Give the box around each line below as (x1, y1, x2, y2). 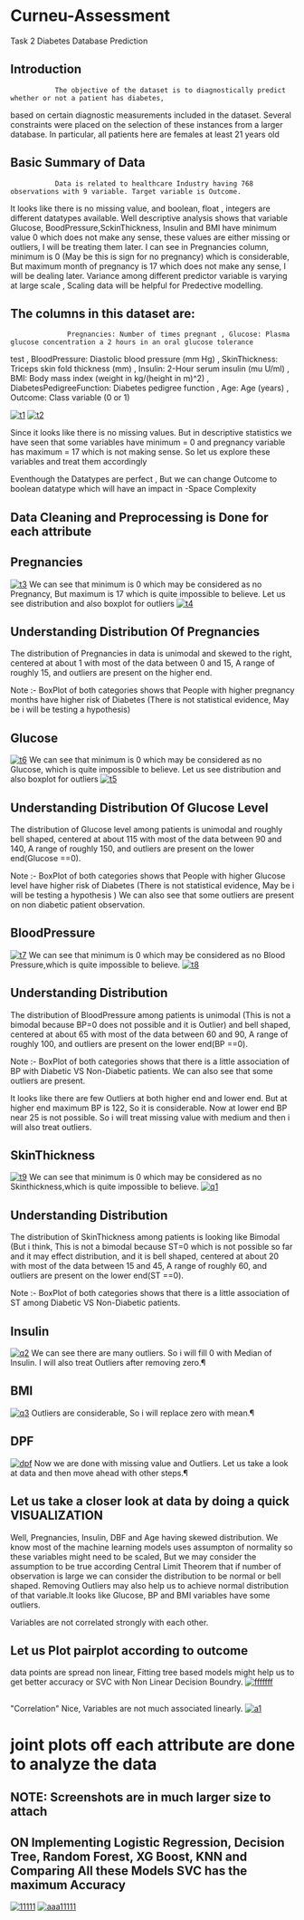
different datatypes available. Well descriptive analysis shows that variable (10, 212, 289, 223)
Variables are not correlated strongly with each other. (10, 1617, 209, 1627)
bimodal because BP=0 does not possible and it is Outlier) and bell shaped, (10, 1019, 290, 1030)
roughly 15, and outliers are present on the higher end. (10, 667, 213, 678)
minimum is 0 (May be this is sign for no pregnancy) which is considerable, (10, 251, 290, 262)
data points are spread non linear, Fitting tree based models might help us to (10, 1667, 295, 1678)
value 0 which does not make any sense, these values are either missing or (10, 232, 290, 243)
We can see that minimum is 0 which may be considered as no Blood (28, 949, 286, 960)
